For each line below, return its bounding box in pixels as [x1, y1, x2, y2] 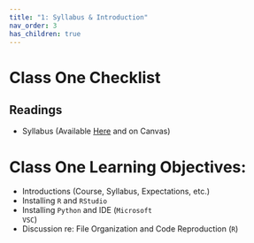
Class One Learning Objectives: [9, 156, 247, 177]
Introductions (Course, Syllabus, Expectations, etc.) [21, 186, 211, 197]
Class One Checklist [9, 67, 161, 87]
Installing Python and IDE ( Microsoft [21, 205, 152, 216]
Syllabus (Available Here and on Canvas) [21, 125, 171, 137]
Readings [9, 103, 63, 118]
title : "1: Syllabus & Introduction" [9, 12, 149, 22]
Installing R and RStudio [21, 195, 108, 206]
